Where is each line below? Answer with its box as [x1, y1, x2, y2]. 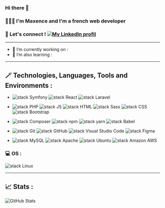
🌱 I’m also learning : [12, 52, 53, 58]
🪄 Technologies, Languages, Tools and [5, 71, 128, 79]
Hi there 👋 [5, 4, 29, 11]
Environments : [5, 81, 53, 90]
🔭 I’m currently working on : [12, 47, 68, 52]
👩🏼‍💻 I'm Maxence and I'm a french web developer [5, 17, 126, 24]
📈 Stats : [5, 182, 33, 191]
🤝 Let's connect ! [5, 30, 46, 37]
